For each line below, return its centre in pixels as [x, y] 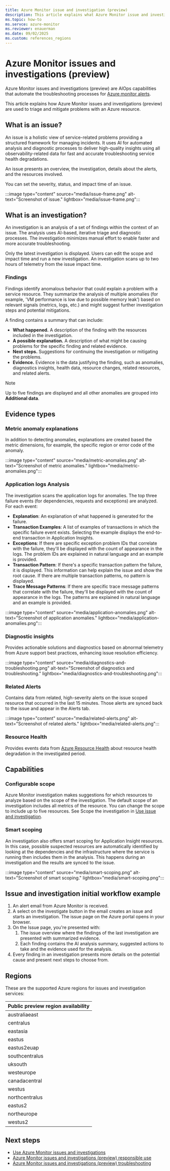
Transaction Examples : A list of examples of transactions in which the [86, 527]
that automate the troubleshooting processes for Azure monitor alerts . [78, 94]
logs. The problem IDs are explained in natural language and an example [88, 554]
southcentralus [26, 1056]
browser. [22, 922]
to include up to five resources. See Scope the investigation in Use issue [81, 811]
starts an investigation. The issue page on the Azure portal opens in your [88, 917]
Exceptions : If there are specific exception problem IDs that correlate [85, 543]
